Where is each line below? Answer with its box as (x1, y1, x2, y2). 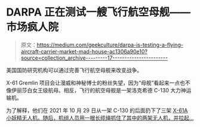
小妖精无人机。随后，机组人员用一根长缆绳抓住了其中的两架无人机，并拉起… (6, 114, 194, 121)
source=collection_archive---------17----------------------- (20, 54, 168, 61)
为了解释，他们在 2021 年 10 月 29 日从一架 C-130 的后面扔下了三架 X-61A (6, 107, 188, 114)
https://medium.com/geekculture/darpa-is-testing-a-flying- (36, 41, 184, 48)
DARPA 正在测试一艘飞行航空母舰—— (6, 5, 191, 19)
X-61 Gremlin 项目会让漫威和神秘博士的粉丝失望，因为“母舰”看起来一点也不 (6, 79, 191, 86)
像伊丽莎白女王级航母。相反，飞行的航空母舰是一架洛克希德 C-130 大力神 (6, 86, 186, 94)
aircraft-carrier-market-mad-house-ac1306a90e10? (20, 48, 148, 55)
